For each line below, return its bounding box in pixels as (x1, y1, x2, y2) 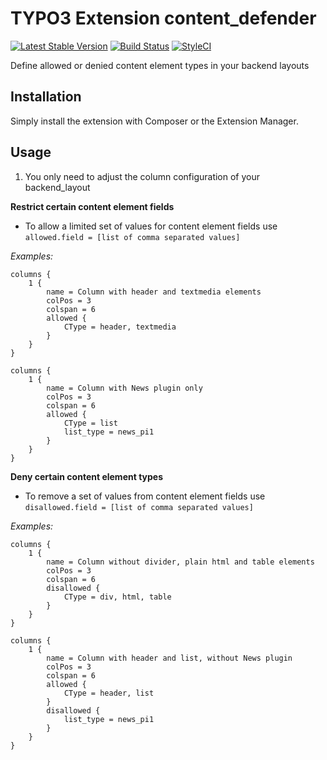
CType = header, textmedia (63, 322, 177, 332)
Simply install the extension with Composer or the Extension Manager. (10, 115, 299, 127)
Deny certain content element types (10, 470, 164, 482)
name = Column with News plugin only (46, 383, 203, 393)
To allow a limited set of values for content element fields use (24, 220, 278, 232)
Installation (10, 88, 82, 106)
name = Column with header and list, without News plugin (46, 653, 293, 663)
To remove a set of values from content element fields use (24, 490, 266, 502)
